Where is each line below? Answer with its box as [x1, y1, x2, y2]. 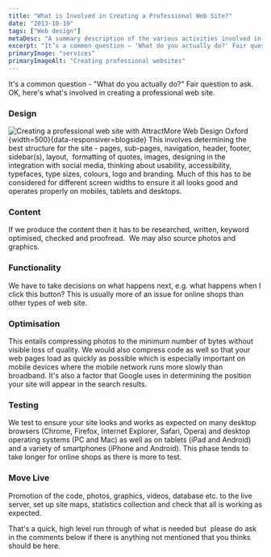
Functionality [8, 262, 62, 273]
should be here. [8, 541, 60, 551]
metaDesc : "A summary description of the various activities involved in [8, 34, 262, 43]
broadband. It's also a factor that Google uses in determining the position [8, 371, 252, 381]
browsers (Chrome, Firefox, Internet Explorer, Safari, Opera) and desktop [8, 426, 251, 437]
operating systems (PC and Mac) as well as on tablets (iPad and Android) [8, 435, 252, 445]
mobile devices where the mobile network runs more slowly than [8, 362, 223, 372]
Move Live [8, 472, 50, 483]
